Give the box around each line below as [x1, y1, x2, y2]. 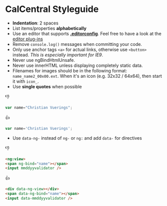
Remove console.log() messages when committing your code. [12, 41, 142, 47]
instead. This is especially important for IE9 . [12, 51, 103, 58]
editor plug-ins [12, 36, 43, 42]
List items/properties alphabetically [12, 25, 86, 31]
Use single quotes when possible [12, 83, 82, 89]
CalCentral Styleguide [5, 3, 99, 15]
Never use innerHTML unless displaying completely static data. [12, 62, 143, 68]
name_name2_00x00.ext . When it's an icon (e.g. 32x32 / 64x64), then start [12, 73, 162, 79]
